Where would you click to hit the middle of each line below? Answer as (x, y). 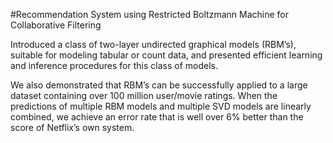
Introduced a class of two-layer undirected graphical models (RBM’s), (153, 44)
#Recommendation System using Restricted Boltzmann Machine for (149, 14)
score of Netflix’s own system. (72, 127)
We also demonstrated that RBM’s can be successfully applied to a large (159, 85)
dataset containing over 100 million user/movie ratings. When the (144, 95)
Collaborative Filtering (56, 25)
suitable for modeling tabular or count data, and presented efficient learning (166, 55)
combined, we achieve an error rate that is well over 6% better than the (157, 117)
